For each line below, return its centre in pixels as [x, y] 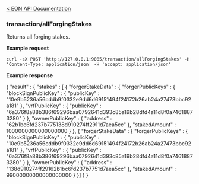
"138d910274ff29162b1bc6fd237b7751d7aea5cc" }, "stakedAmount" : [91, 169]
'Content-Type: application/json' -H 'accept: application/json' [89, 65]
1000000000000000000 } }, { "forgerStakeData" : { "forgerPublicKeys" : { [97, 131]
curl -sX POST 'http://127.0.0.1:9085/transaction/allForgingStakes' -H [98, 59]
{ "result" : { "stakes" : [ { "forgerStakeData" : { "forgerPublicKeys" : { [91, 87]
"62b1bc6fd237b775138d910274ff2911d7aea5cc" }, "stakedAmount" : [91, 125]
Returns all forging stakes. [38, 37]
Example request [28, 48]
